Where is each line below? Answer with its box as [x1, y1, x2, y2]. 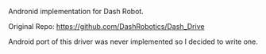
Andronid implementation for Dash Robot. [8, 7, 145, 16]
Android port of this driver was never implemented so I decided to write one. [8, 37, 258, 46]
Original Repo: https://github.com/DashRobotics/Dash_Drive [8, 22, 205, 31]
